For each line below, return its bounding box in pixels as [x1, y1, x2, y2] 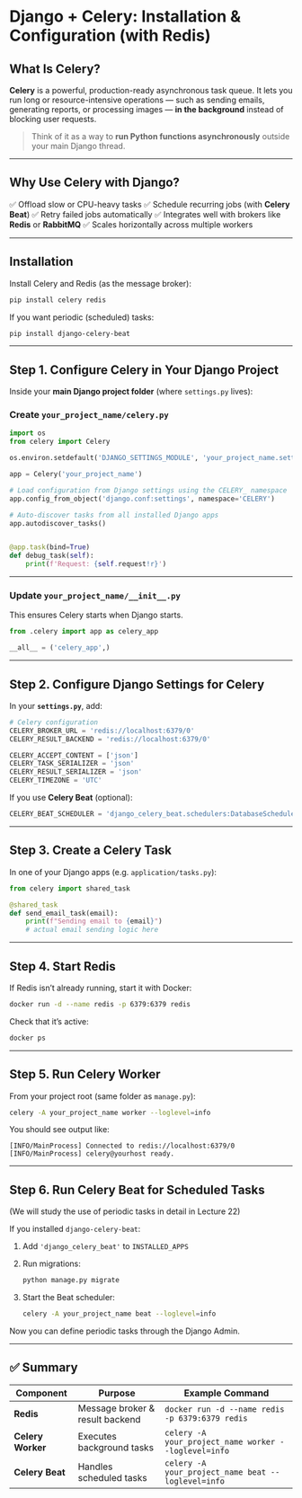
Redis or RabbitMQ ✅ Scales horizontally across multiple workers [9, 218, 253, 230]
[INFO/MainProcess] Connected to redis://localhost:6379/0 [9, 1141, 235, 1151]
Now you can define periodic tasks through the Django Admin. [9, 1325, 240, 1336]
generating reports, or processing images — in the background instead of [9, 104, 285, 114]
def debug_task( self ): [9, 551, 94, 561]
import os [9, 429, 47, 438]
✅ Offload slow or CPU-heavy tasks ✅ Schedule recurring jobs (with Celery [9, 199, 290, 209]
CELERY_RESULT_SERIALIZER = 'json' [9, 767, 143, 776]
